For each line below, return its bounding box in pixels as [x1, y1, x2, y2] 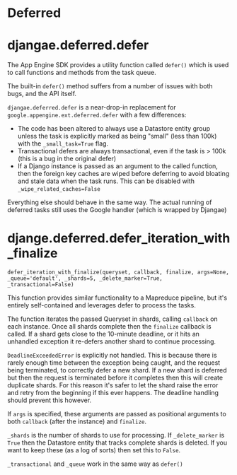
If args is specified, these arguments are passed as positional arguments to [7, 410, 226, 418]
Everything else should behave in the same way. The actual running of [7, 198, 212, 206]
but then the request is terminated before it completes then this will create [7, 373, 224, 382]
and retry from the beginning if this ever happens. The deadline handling [7, 389, 219, 397]
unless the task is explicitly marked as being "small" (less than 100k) [17, 132, 217, 141]
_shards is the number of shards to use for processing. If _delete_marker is [7, 431, 225, 440]
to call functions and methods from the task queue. [7, 69, 157, 77]
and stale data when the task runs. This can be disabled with [17, 177, 195, 185]
